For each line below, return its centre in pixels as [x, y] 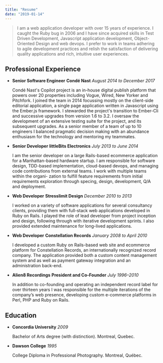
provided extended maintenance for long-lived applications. [72, 226]
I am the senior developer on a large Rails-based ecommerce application [85, 156]
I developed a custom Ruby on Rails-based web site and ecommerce [81, 245]
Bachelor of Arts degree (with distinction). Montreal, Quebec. [73, 337]
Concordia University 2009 [40, 327]
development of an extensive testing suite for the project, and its [77, 121]
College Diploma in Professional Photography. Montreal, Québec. [77, 355]
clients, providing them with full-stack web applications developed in [81, 211]
